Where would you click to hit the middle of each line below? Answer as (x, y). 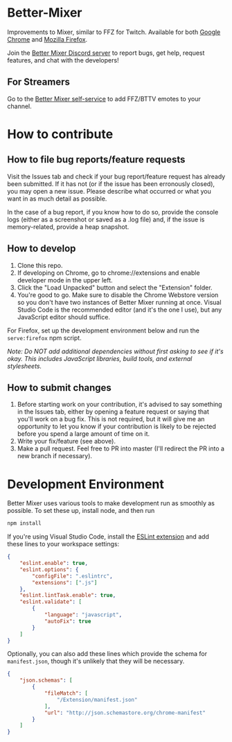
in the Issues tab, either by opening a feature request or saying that (113, 412)
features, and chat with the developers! (63, 60)
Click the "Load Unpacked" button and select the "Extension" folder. (115, 287)
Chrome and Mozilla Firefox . (47, 39)
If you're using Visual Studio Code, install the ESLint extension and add (108, 537)
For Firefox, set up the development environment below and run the (103, 330)
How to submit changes (60, 388)
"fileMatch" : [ (66, 693)
